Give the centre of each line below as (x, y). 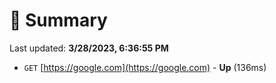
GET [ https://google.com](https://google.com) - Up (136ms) (145, 67)
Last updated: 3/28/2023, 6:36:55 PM (89, 48)
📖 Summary (58, 20)
